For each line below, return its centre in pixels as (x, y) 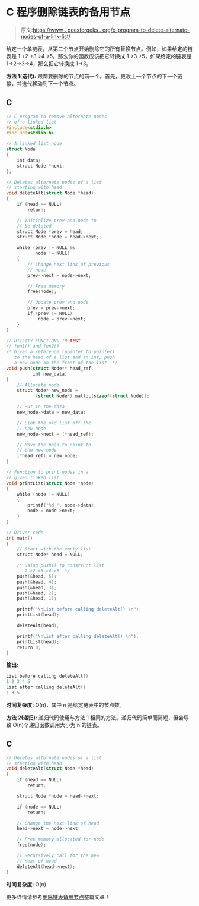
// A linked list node (34, 144)
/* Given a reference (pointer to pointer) (61, 352)
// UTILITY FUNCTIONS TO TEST (44, 341)
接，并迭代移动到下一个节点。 (42, 83)
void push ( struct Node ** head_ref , (50, 368)
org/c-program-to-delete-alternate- (146, 30)
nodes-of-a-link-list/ (46, 36)
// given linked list (33, 477)
